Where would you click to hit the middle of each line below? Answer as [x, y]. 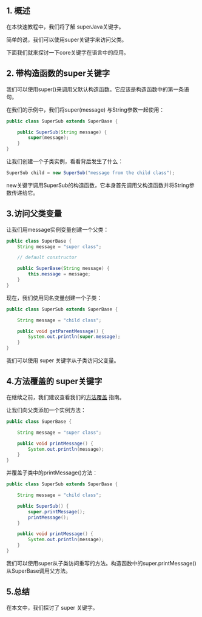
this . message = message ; [59, 274]
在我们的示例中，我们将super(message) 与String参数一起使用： [86, 110]
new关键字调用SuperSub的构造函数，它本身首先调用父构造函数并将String [98, 185]
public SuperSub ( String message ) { [62, 132]
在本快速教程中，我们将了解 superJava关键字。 [65, 27]
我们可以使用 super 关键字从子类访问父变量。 [63, 360]
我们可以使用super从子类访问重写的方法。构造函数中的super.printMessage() [102, 563]
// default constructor [47, 258]
